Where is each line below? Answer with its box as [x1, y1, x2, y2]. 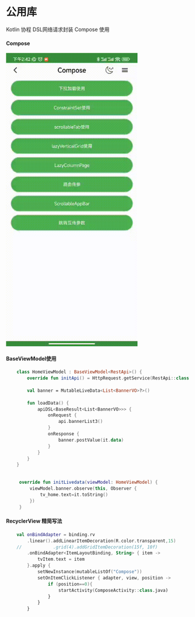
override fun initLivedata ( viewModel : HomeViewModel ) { [19, 479, 158, 486]
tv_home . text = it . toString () [40, 491, 109, 497]
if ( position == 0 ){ [47, 581, 93, 587]
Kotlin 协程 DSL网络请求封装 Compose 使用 [6, 26, 110, 33]
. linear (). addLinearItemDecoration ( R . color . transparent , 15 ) [27, 538, 176, 544]
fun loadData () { [27, 400, 69, 406]
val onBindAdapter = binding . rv [16, 531, 95, 537]
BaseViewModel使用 [6, 355, 57, 362]
